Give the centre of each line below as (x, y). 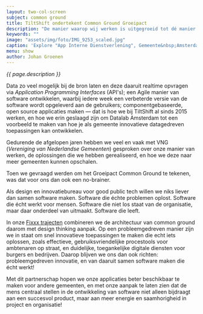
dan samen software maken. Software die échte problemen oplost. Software (101, 197)
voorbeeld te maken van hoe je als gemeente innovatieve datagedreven (95, 124)
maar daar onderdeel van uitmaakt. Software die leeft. (73, 210)
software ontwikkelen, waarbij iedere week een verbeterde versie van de (97, 98)
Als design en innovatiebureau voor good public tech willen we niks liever (98, 191)
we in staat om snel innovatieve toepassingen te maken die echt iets (91, 235)
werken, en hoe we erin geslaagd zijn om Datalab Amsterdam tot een (92, 118)
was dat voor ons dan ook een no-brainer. (58, 179)
